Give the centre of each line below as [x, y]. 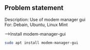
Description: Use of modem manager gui [45, 19]
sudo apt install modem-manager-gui [41, 43]
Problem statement [34, 8]
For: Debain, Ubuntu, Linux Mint [36, 25]
